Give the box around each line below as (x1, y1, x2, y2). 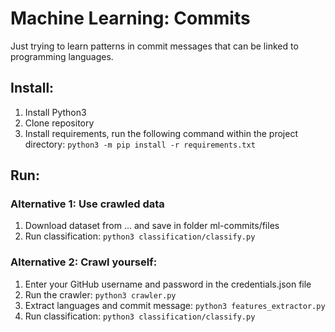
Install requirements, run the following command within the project (24, 127, 298, 139)
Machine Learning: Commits (10, 7, 251, 30)
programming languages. (10, 50, 114, 62)
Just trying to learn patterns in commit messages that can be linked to (10, 40, 299, 52)
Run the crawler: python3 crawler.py (24, 288, 177, 301)
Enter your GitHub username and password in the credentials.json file (24, 278, 312, 290)
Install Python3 (24, 106, 87, 118)
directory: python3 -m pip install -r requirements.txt (24, 138, 256, 150)
